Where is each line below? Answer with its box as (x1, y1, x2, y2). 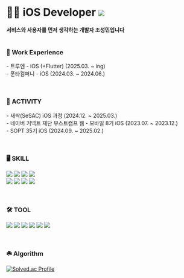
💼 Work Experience (6, 48, 64, 56)
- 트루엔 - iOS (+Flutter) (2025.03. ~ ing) (6, 63, 106, 70)
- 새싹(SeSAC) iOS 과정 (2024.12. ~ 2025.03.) (6, 112, 118, 119)
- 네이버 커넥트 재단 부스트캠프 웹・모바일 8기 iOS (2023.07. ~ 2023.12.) (6, 119, 178, 126)
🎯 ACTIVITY (6, 97, 42, 106)
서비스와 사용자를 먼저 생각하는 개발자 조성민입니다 (6, 26, 125, 33)
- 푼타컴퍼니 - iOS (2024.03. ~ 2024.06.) (6, 70, 106, 77)
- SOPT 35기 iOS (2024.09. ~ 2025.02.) (6, 127, 104, 134)
